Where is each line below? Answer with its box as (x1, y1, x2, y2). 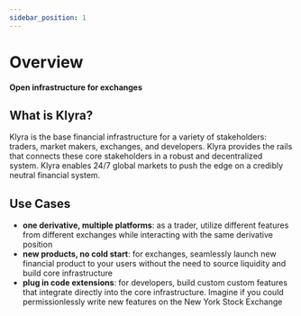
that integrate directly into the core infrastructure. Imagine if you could (22, 287, 284, 298)
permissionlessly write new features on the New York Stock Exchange (22, 296, 283, 307)
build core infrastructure (22, 267, 114, 279)
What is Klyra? (9, 107, 94, 122)
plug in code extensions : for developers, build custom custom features (22, 277, 288, 288)
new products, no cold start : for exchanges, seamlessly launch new (22, 248, 277, 259)
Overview (9, 51, 84, 72)
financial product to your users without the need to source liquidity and (22, 258, 287, 269)
